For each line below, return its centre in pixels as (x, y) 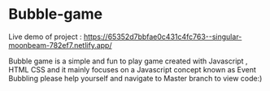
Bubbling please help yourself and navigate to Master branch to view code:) (135, 78)
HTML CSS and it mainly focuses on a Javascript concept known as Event (132, 69)
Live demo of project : (45, 37)
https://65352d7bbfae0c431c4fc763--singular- (163, 37)
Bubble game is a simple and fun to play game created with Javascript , (128, 61)
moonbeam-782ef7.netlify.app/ (60, 45)
